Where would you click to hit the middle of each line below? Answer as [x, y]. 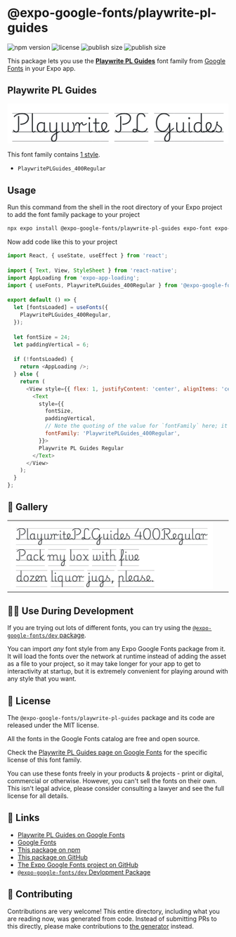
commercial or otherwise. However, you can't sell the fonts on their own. [112, 780]
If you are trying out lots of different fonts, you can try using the [99, 628]
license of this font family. [45, 759]
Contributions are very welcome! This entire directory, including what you [113, 911]
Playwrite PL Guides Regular [81, 448]
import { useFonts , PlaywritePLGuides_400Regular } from [92, 285]
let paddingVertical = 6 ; [52, 345]
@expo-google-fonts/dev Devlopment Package [84, 872]
